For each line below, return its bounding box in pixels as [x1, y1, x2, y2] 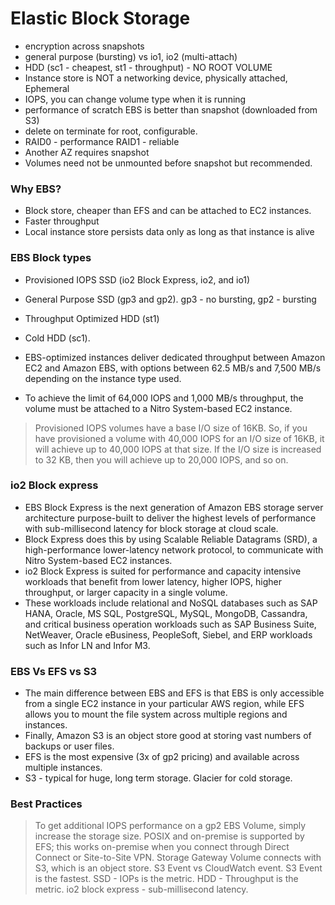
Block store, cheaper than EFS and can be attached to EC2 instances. [24, 205, 312, 217]
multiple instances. [24, 762, 103, 774]
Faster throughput [24, 215, 100, 227]
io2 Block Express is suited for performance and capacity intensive [24, 565, 302, 577]
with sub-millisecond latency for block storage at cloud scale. [24, 522, 279, 534]
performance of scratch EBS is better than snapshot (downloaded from [24, 103, 318, 116]
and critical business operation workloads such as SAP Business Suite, [24, 618, 317, 630]
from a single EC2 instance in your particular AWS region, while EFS [24, 698, 305, 710]
